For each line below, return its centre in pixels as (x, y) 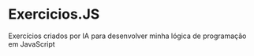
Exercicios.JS (54, 14)
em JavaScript (32, 44)
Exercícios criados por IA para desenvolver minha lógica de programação (127, 36)
